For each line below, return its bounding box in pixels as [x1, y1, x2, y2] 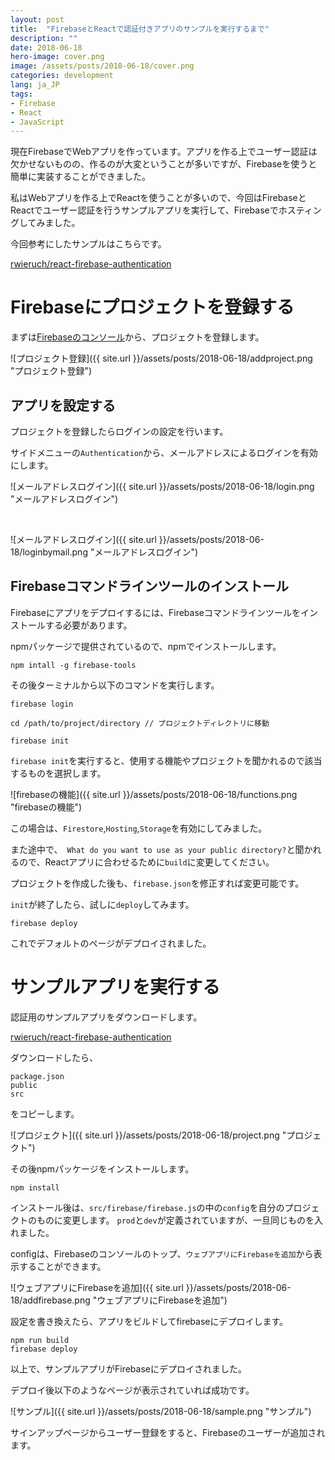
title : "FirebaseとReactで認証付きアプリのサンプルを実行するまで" [10, 24, 270, 34]
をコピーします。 [10, 1107, 80, 1120]
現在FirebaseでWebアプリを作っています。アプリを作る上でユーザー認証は [10, 146, 318, 158]
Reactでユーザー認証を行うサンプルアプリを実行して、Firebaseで [10, 204, 279, 216]
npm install [10, 1182, 60, 1193]
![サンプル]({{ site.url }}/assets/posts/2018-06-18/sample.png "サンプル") [10, 1405, 312, 1417]
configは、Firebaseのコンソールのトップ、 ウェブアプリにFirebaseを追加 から [10, 1247, 314, 1260]
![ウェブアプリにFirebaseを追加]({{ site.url [10, 1281, 184, 1293]
